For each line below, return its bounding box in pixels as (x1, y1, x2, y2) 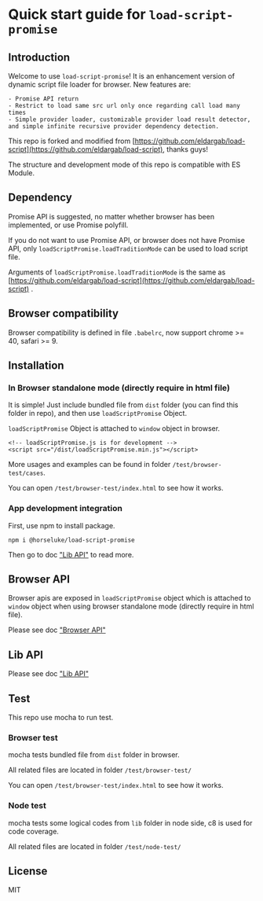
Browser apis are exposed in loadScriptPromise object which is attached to (8, 594, 251, 603)
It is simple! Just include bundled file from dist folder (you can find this (8, 400, 239, 410)
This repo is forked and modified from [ (8, 136, 135, 145)
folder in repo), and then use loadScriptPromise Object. (8, 409, 187, 418)
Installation (8, 359, 64, 373)
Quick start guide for (8, 6, 147, 24)
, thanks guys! (162, 145, 208, 154)
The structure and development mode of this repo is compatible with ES (8, 160, 241, 169)
